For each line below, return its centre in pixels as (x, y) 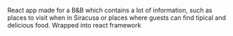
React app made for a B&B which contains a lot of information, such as (110, 10)
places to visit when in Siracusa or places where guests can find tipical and (116, 18)
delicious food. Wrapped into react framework (74, 25)
